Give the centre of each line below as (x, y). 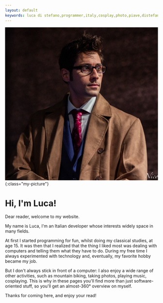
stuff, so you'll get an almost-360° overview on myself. (77, 286)
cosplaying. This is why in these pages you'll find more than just (69, 281)
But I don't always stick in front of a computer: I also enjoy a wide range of (79, 271)
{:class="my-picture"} (27, 184)
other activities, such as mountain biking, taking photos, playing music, (76, 276)
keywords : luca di (24, 15)
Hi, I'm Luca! (31, 203)
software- (144, 281)
